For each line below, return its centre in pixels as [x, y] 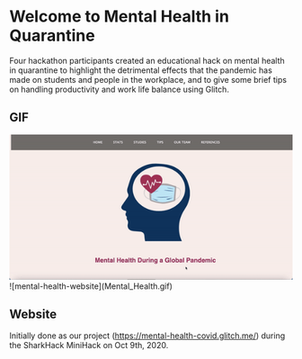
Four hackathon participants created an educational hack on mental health [147, 60]
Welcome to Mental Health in [119, 17]
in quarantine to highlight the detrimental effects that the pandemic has [141, 70]
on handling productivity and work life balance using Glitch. [119, 89]
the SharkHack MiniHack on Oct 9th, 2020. [89, 346]
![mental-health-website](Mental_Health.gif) [91, 286]
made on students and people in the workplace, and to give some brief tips [148, 79]
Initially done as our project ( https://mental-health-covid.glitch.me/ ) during [147, 336]
